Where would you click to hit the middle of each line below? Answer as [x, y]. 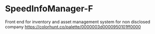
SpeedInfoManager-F [49, 9]
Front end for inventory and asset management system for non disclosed [78, 22]
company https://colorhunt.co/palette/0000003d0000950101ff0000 [73, 26]
